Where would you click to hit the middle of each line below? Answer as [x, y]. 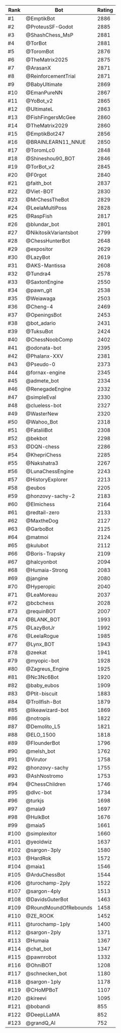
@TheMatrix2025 [47, 60]
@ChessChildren [46, 784]
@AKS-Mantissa [46, 265]
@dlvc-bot [39, 792]
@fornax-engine [46, 373]
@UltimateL [40, 109]
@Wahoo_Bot [42, 422]
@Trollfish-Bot [44, 702]
